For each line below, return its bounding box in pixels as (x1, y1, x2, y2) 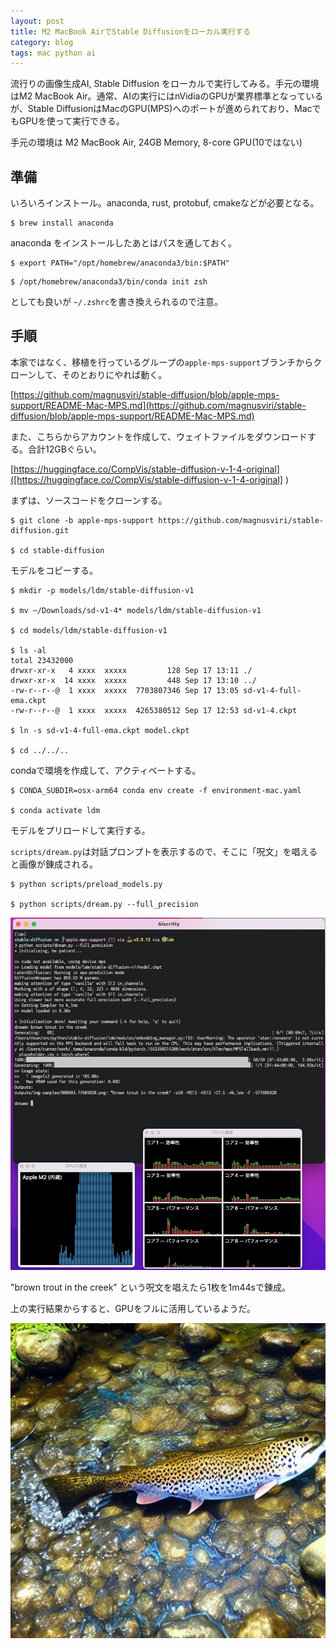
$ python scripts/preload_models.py (10, 879, 163, 889)
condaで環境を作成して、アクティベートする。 (10, 764, 202, 776)
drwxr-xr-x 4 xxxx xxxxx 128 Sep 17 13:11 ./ (10, 665, 253, 675)
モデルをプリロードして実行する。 (10, 824, 151, 836)
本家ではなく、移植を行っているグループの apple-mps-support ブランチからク (10, 356, 323, 368)
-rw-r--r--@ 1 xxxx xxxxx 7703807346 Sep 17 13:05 (10, 685, 240, 695)
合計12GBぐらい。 (27, 443, 102, 455)
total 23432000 (10, 655, 74, 665)
